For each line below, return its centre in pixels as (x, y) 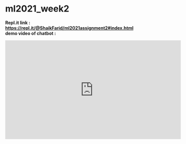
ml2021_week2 (37, 9)
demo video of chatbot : (31, 33)
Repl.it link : (18, 23)
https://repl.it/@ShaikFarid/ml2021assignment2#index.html (69, 28)
